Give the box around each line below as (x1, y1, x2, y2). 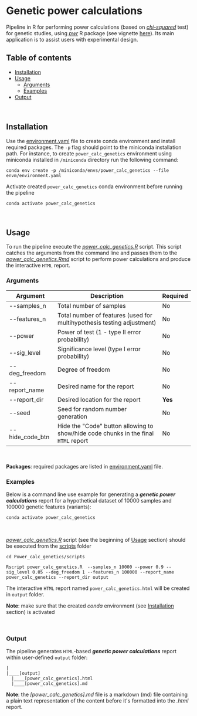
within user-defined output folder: (6, 654, 88, 661)
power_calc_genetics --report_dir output (6, 574, 109, 580)
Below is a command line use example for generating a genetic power (6, 491, 176, 498)
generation (57, 412, 88, 420)
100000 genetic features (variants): (6, 503, 91, 510)
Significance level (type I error (57, 345, 141, 353)
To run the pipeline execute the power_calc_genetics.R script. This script (6, 243, 182, 250)
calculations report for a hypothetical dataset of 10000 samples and (6, 497, 172, 504)
